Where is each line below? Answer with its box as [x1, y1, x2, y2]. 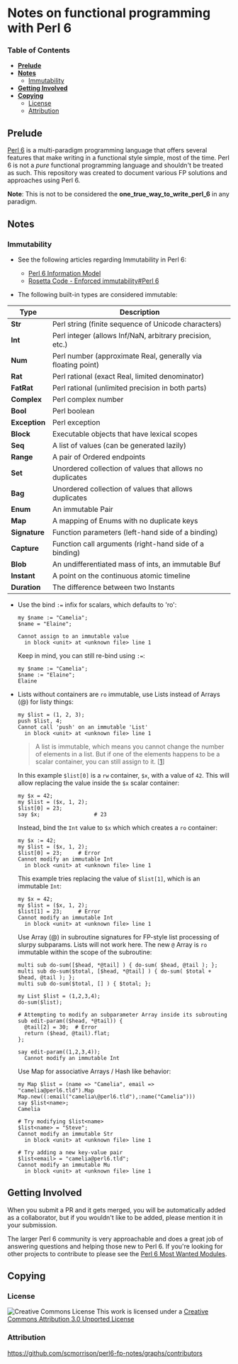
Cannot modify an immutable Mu [17, 1161, 110, 1168]
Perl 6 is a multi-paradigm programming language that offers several [7, 146, 208, 155]
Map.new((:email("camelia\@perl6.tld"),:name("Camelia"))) [17, 1093, 196, 1100]
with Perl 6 [7, 20, 72, 36]
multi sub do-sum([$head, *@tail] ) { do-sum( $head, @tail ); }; [17, 961, 218, 968]
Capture [11, 543, 39, 553]
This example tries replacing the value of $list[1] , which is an [17, 874, 200, 883]
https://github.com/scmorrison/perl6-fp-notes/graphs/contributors [7, 1348, 203, 1357]
